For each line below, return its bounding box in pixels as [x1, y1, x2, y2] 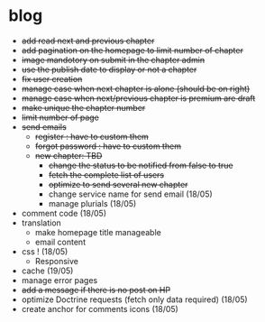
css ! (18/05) [21, 245, 69, 257]
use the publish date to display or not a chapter [21, 64, 197, 75]
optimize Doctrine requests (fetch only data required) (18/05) [21, 294, 249, 305]
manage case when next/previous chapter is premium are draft [21, 92, 256, 104]
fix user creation [21, 73, 83, 84]
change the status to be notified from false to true [48, 160, 233, 170]
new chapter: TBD [34, 150, 103, 161]
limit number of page [21, 112, 100, 123]
